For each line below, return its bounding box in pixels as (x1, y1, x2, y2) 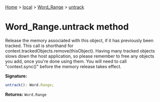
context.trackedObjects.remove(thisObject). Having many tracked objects (5, 48, 155, 53)
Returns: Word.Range (5, 91, 47, 97)
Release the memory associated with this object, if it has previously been (5, 37, 154, 43)
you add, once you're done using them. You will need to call (5, 58, 127, 64)
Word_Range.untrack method (5, 22, 129, 32)
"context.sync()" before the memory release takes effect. (5, 63, 122, 69)
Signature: (5, 73, 27, 79)
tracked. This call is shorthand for (5, 43, 74, 49)
